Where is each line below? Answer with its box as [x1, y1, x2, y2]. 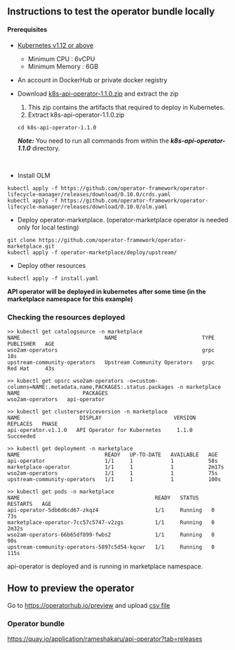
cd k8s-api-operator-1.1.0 [17, 124, 97, 131]
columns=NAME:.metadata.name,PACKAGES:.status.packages [7, 383, 174, 390]
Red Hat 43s [7, 365, 55, 372]
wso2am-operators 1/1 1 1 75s [7, 469, 218, 477]
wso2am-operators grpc [7, 346, 215, 354]
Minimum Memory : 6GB [27, 62, 99, 70]
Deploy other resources [17, 261, 86, 269]
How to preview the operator [7, 582, 135, 594]
